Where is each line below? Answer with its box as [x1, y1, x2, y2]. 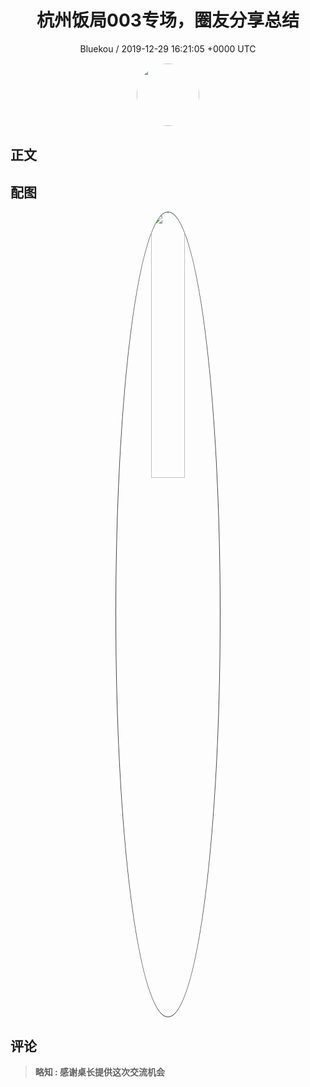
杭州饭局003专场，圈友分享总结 [36, 9, 300, 32]
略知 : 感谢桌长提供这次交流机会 [34, 1066, 166, 1078]
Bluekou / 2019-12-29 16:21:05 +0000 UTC [79, 42, 257, 55]
